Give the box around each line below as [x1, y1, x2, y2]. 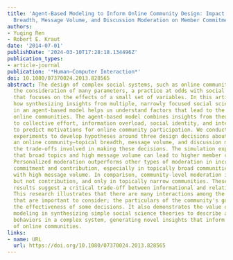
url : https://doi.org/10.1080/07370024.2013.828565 [13, 242, 166, 250]
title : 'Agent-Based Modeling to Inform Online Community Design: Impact [7, 10, 225, 17]
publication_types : [7, 55, 64, 62]
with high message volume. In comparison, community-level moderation [13, 171, 222, 178]
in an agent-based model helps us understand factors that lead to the [13, 107, 225, 114]
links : [7, 229, 26, 236]
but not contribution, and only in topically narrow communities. [13, 177, 209, 184]
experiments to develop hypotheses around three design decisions [13, 132, 209, 139]
